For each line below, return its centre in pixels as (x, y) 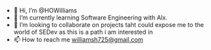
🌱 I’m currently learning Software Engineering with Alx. (90, 18)
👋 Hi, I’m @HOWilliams (45, 10)
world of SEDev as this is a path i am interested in (83, 32)
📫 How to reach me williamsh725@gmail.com (78, 40)
